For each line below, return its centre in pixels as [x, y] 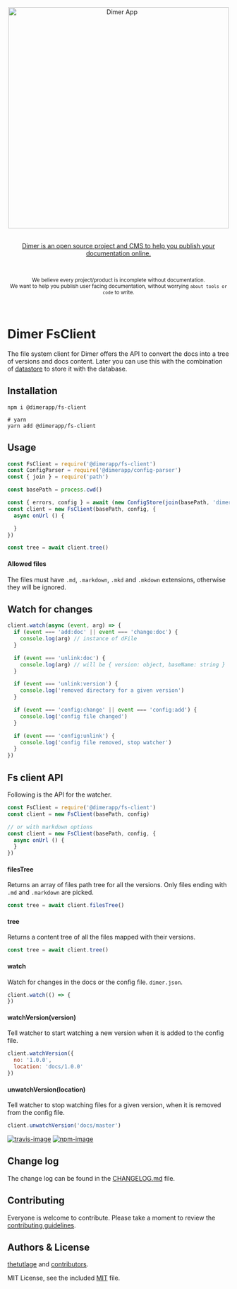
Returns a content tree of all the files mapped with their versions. [102, 937]
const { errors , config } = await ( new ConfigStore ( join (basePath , [109, 503]
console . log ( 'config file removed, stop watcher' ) [96, 742]
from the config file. [36, 1113]
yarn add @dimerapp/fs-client [52, 426]
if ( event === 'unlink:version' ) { [66, 684]
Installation [32, 391]
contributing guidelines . [42, 1225]
